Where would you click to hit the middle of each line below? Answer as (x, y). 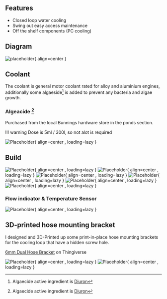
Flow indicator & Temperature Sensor (51, 198)
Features (19, 8)
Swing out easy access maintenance (50, 25)
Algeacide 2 (20, 111)
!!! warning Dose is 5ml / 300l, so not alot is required (59, 132)
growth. (13, 98)
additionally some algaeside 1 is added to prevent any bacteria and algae (79, 92)
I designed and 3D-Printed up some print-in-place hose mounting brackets (82, 237)
